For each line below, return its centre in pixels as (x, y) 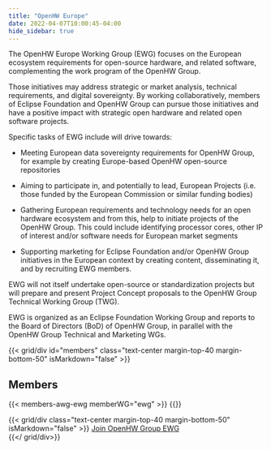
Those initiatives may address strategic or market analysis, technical (123, 87)
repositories (40, 170)
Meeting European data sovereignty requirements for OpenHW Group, (137, 153)
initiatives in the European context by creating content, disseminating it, (140, 260)
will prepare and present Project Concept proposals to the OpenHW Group (133, 294)
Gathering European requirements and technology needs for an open (135, 210)
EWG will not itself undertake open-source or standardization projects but (132, 285)
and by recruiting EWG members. (76, 269)
